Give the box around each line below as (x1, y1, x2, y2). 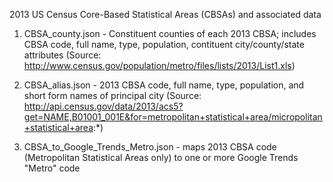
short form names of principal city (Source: (23, 90, 202, 101)
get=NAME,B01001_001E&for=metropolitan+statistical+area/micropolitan (23, 111, 323, 123)
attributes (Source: (23, 49, 102, 61)
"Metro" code (23, 162, 81, 174)
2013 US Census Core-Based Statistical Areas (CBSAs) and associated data (9, 9, 322, 20)
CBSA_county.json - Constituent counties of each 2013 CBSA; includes (23, 28, 317, 39)
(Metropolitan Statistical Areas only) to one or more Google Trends (23, 152, 299, 163)
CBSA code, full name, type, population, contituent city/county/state (23, 39, 305, 50)
